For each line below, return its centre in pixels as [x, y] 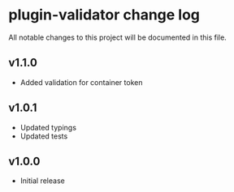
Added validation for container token [81, 82]
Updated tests [44, 136]
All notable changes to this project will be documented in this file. [118, 37]
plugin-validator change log [104, 15]
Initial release [42, 181]
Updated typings [48, 127]
